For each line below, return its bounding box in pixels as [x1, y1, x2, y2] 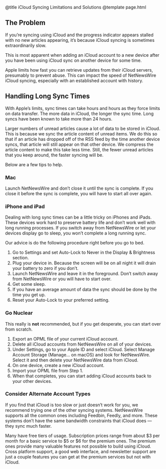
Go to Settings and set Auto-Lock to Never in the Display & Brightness [12, 249, 155, 255]
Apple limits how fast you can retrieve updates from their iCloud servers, [5, 67, 153, 73]
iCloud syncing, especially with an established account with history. [5, 77, 144, 84]
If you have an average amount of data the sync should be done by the [12, 286, 157, 293]
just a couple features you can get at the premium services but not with [5, 454, 151, 460]
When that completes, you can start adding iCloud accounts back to [12, 373, 152, 379]
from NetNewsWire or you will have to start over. [12, 276, 112, 282]
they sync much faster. [5, 423, 52, 429]
